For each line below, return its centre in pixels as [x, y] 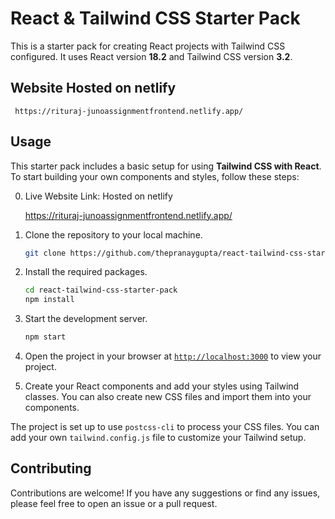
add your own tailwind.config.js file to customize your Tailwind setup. [158, 438]
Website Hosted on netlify [93, 88]
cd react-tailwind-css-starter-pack [101, 290]
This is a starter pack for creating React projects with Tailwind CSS [148, 46]
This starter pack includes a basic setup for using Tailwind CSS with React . [166, 166]
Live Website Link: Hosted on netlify [98, 196]
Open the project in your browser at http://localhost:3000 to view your [173, 356]
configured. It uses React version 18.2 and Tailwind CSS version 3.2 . [151, 56]
